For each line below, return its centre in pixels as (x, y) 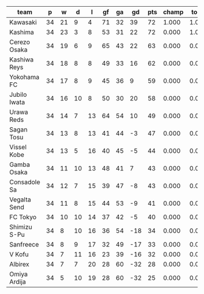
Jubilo (18, 95)
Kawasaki (23, 22)
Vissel (18, 147)
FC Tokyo (23, 217)
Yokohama (24, 77)
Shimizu (21, 227)
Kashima (22, 32)
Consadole (25, 182)
